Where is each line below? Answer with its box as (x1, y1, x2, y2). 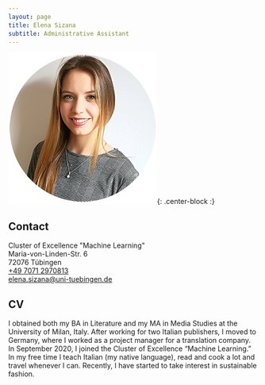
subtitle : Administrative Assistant (8, 29, 129, 37)
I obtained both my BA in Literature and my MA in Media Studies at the (8, 318, 238, 328)
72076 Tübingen (8, 258, 62, 268)
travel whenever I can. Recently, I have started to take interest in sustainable (8, 361, 257, 370)
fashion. (8, 369, 35, 379)
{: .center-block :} (157, 197, 216, 206)
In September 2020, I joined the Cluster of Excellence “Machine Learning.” (8, 344, 252, 353)
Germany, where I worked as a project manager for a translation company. (8, 336, 252, 345)
